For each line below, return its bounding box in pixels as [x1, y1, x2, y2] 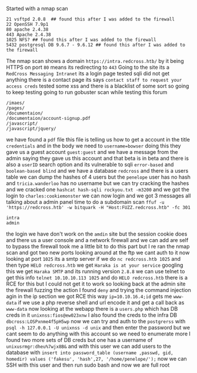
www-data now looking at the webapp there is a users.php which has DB [6, 305, 178, 312]
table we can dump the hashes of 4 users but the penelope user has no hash [6, 173, 191, 180]
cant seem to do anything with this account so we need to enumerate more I [6, 330, 191, 337]
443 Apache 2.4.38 [6, 32, 51, 38]
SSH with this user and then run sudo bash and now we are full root [6, 361, 170, 368]
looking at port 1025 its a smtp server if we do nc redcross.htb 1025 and [6, 256, 181, 262]
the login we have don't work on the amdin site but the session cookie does [6, 230, 188, 237]
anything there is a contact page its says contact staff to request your [6, 76, 182, 83]
